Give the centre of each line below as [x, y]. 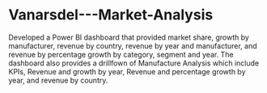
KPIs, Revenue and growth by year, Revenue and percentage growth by [127, 71]
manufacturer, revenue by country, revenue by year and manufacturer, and [133, 45]
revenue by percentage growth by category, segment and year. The [121, 54]
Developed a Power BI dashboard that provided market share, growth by [129, 37]
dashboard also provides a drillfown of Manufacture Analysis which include [134, 63]
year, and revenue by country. [58, 80]
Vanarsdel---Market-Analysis [111, 15]
